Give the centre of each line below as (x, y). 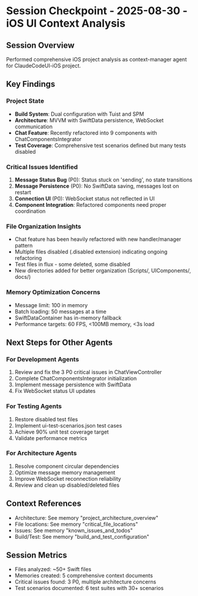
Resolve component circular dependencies (67, 466)
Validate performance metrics (51, 438)
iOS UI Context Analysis (66, 23)
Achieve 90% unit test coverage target (62, 432)
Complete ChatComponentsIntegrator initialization (76, 379)
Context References (44, 504)
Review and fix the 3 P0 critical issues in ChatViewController (88, 372)
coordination (30, 211)
